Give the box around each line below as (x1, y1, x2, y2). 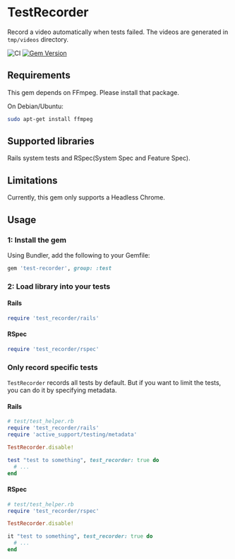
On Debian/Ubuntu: (7, 102, 64, 110)
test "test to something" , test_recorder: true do (7, 456, 159, 463)
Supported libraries (7, 135, 95, 147)
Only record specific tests (7, 362, 98, 372)
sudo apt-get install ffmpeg (7, 115, 93, 122)
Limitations (7, 174, 58, 186)
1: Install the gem (7, 235, 67, 245)
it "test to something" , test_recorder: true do (7, 533, 153, 540)
